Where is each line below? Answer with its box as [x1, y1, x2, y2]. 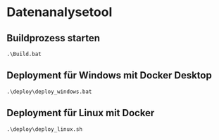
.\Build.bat [6, 50, 42, 57]
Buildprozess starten [6, 32, 100, 44]
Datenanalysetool [6, 4, 113, 20]
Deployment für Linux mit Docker [6, 107, 155, 119]
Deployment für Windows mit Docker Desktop [6, 69, 212, 81]
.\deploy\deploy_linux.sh [6, 125, 82, 133]
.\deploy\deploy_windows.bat [6, 88, 92, 95]
